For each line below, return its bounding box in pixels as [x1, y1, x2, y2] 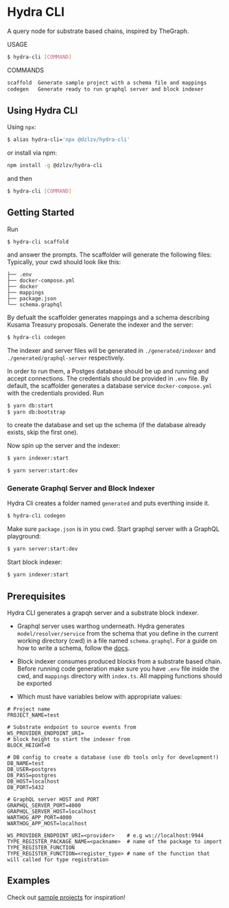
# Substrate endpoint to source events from [7, 724, 136, 731]
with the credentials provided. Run [7, 389, 104, 397]
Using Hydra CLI [7, 105, 78, 116]
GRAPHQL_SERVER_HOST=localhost [7, 808, 97, 815]
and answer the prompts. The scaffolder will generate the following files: [7, 250, 212, 259]
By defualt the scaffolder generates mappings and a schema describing [7, 313, 210, 321]
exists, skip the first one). [7, 428, 79, 437]
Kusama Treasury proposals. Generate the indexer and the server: [7, 321, 194, 329]
